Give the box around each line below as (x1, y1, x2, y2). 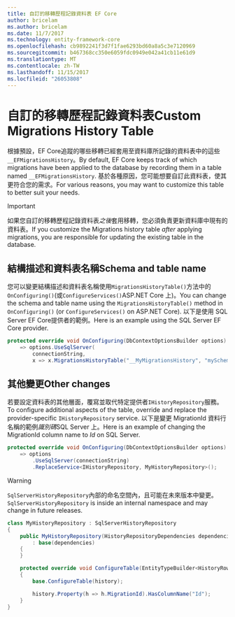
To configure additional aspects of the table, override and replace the (7, 406, 208, 414)
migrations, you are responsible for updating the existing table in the (7, 233, 204, 241)
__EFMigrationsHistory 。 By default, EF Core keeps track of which (7, 155, 197, 164)
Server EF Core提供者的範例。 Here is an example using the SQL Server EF (7, 316, 222, 325)
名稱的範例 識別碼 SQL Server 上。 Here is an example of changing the (7, 423, 206, 431)
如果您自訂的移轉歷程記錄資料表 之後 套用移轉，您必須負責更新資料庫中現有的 (7, 216, 228, 225)
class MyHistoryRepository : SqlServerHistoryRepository (7, 519, 177, 527)
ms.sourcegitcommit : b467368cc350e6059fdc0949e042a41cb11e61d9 (7, 50, 196, 57)
